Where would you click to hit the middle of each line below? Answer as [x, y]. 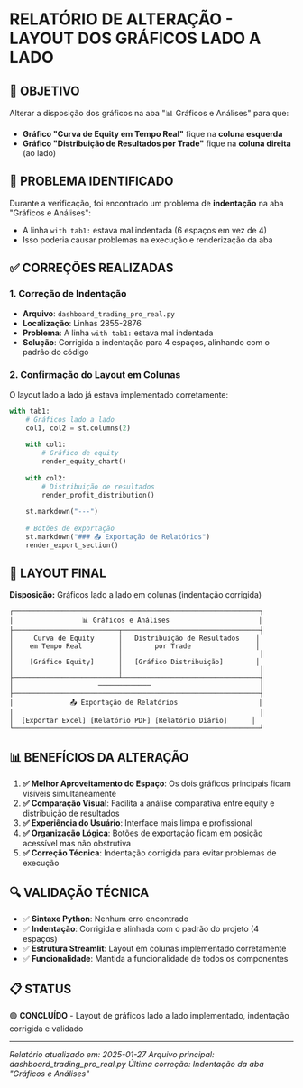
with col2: [46, 478]
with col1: [46, 445]
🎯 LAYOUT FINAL [58, 574]
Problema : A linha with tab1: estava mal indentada [118, 333]
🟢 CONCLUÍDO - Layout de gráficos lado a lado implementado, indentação [150, 1015]
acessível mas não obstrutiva [77, 844]
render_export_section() [72, 545]
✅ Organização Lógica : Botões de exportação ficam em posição [142, 833]
